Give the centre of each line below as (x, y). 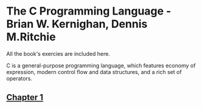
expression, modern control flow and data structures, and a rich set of (94, 72)
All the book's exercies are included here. (58, 53)
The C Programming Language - (89, 11)
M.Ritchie (31, 37)
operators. (19, 78)
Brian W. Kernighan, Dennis (77, 24)
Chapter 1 (25, 97)
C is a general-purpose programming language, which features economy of (101, 66)
